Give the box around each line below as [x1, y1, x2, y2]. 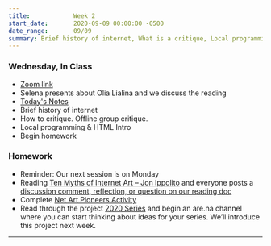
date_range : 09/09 [8, 27, 92, 35]
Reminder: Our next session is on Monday [19, 169, 160, 178]
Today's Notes [19, 96, 69, 106]
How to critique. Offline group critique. [19, 114, 148, 123]
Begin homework [19, 131, 77, 140]
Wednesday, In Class [8, 61, 93, 73]
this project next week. [19, 220, 97, 230]
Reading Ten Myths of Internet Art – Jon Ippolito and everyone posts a [19, 177, 254, 187]
